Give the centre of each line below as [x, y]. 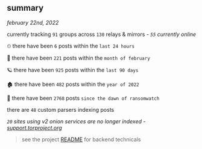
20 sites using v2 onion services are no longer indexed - [76, 121]
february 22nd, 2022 [33, 22]
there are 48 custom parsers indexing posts [61, 109]
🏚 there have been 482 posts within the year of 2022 [73, 84]
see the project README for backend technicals [81, 139]
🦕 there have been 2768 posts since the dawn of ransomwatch [83, 98]
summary [25, 8]
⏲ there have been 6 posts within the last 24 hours [71, 46]
